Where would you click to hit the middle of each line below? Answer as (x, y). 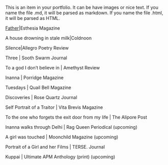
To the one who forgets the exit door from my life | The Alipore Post (76, 117)
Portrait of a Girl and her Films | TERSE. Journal (55, 147)
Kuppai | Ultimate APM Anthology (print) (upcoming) (60, 157)
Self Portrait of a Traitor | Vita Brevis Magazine (54, 107)
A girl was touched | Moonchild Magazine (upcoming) (62, 137)
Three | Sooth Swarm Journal (36, 58)
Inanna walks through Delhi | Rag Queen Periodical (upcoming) (71, 127)
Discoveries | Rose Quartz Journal (41, 97)
